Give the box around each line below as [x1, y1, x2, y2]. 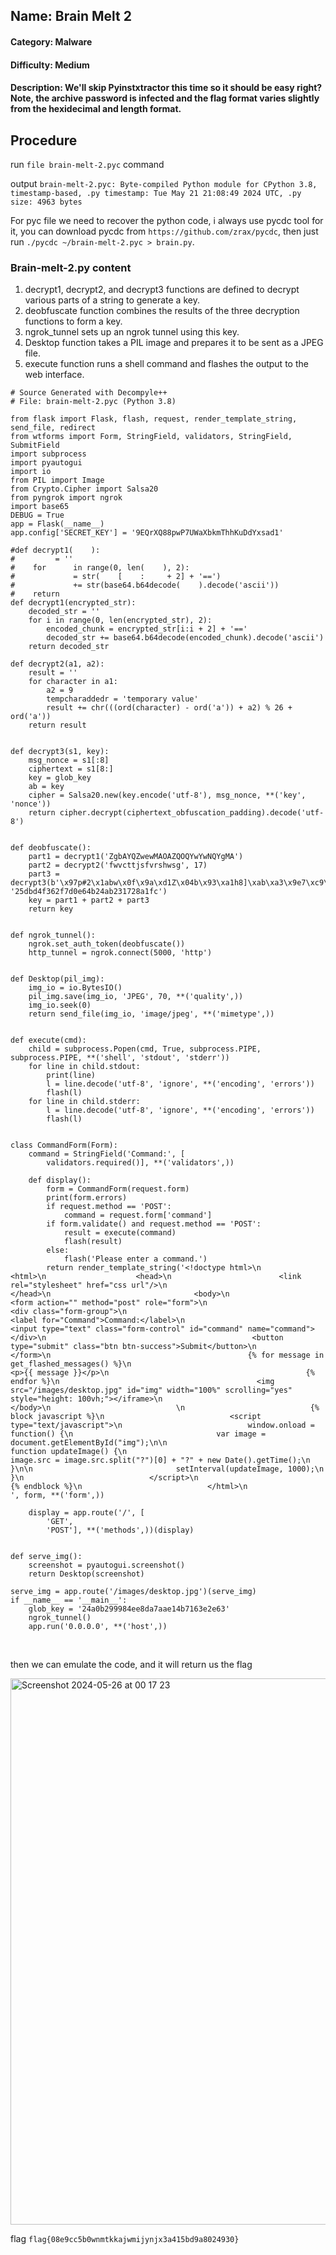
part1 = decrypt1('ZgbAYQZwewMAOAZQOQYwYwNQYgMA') [28, 852, 244, 862]
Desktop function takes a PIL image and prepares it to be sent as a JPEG [24, 337, 324, 349]
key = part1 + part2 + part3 [28, 895, 150, 906]
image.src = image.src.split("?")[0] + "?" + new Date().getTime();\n [10, 1455, 311, 1466]
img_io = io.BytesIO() [28, 983, 123, 993]
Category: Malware [10, 35, 93, 48]
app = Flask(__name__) [10, 519, 105, 529]
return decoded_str [28, 642, 110, 652]
